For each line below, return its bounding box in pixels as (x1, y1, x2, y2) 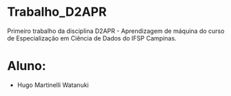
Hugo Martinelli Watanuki (17, 80, 89, 89)
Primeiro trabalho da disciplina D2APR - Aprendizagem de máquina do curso (7, 27, 225, 35)
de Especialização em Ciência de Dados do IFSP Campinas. (7, 34, 177, 42)
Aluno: (7, 58, 46, 74)
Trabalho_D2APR (7, 4, 107, 20)
